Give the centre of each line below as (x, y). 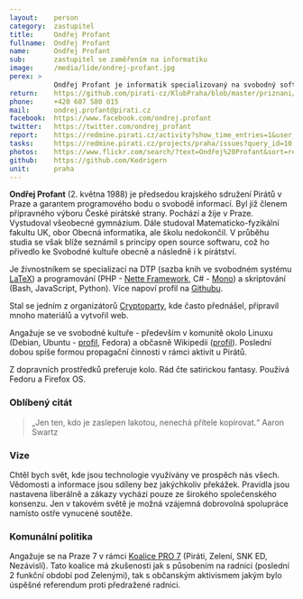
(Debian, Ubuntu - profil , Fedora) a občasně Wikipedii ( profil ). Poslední (141, 343)
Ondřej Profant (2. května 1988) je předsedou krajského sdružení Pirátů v (146, 194)
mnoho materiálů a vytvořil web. (69, 316)
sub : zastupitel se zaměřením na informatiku (108, 60)
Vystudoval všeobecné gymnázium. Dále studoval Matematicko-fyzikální (144, 223)
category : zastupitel (52, 26)
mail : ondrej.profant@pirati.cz (80, 110)
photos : (24, 152)
